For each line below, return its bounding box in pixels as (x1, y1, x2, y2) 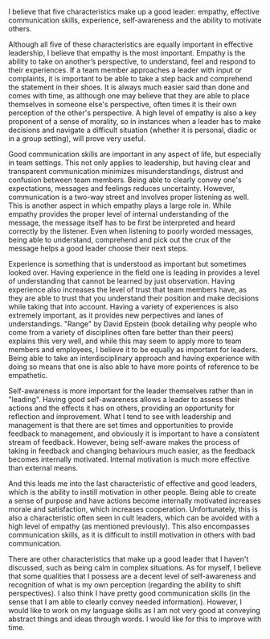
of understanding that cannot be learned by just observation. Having (8, 276, 235, 285)
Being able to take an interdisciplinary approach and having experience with (8, 354, 260, 363)
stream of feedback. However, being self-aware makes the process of (8, 438, 240, 446)
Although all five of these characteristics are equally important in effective (8, 39, 253, 49)
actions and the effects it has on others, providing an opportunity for (8, 403, 235, 413)
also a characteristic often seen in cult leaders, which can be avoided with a (8, 513, 260, 522)
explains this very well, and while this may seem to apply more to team (8, 336, 243, 346)
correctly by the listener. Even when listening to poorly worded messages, (8, 226, 254, 236)
